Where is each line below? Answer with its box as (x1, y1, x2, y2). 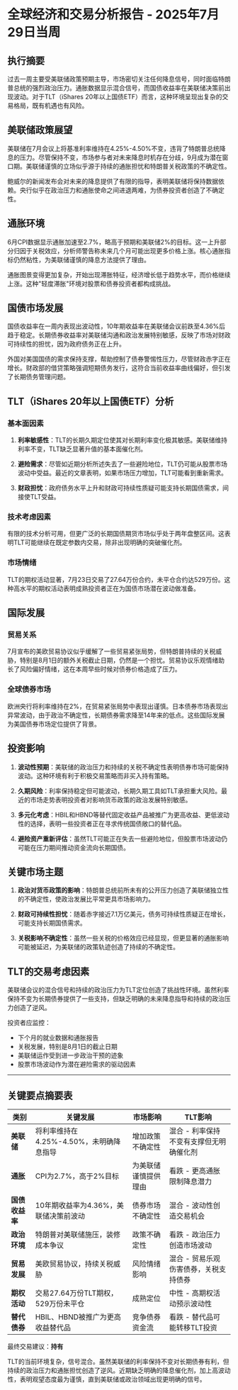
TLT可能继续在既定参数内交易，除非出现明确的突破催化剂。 (13, 538, 186, 547)
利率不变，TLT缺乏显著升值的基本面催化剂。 (17, 444, 147, 454)
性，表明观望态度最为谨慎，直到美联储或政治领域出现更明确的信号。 (7, 1374, 206, 1383)
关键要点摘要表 (7, 1089, 73, 1102)
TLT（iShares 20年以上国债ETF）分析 (7, 395, 174, 408)
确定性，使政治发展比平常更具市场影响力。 (30, 895, 154, 904)
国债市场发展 (7, 302, 64, 314)
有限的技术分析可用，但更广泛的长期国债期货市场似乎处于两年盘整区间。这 (7, 529, 225, 538)
